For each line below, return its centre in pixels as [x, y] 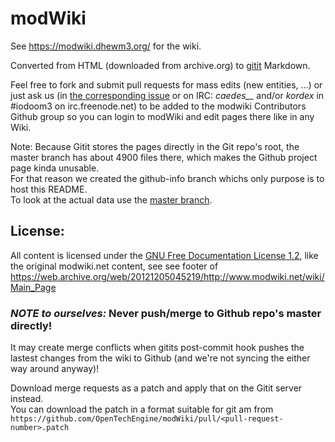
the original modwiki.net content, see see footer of [114, 266]
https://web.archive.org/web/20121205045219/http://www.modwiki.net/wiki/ [167, 276]
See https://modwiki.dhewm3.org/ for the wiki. [106, 46]
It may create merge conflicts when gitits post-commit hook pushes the [157, 348]
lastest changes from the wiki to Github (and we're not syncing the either [160, 358]
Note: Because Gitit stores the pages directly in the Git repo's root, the [155, 146]
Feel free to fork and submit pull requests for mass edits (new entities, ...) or [166, 84]
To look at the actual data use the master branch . [111, 199]
